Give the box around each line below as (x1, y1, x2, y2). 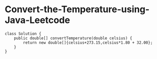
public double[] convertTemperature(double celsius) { (14, 36, 133, 41)
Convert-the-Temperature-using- (5, 4, 150, 15)
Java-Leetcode (5, 14, 71, 26)
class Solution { (5, 31, 42, 36)
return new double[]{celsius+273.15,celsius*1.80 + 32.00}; (23, 40, 153, 45)
